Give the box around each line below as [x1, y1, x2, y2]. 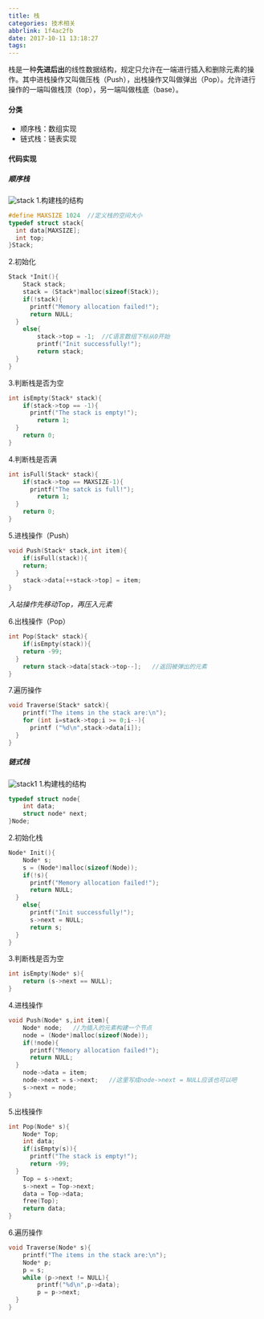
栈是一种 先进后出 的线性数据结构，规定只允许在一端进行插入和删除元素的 [8, 65, 247, 75]
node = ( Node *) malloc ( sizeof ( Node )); [22, 1031, 149, 1040]
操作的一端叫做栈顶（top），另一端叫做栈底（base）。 [8, 85, 183, 95]
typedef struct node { [8, 795, 81, 803]
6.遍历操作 [8, 1227, 43, 1237]
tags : [8, 42, 26, 50]
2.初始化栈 [8, 833, 43, 843]
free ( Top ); [22, 1197, 59, 1205]
